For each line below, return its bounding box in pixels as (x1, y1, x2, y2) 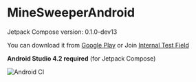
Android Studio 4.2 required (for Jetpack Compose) (7, 54, 156, 63)
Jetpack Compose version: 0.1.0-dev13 (7, 28, 118, 36)
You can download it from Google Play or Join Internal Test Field (7, 41, 189, 49)
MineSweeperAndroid (7, 5, 135, 21)
